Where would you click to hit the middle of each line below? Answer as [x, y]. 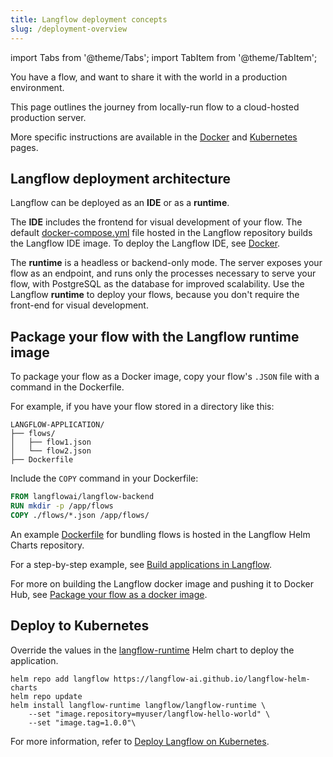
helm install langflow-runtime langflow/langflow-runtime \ [138, 705]
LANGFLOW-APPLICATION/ [57, 425]
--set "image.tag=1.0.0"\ [82, 722]
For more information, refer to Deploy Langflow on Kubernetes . [140, 741]
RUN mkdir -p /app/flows [62, 506]
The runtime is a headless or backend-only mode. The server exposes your [166, 263]
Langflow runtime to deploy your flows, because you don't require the [155, 295]
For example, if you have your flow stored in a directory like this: [142, 407]
